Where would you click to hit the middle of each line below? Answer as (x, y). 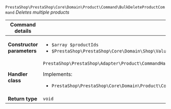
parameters (22, 51)
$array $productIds (75, 45)
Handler (18, 74)
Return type (23, 99)
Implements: (58, 74)
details (23, 31)
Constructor (23, 44)
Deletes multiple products (42, 12)
